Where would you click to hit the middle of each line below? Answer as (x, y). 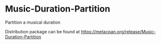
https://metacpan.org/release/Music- (118, 31)
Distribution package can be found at (43, 31)
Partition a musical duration (33, 22)
